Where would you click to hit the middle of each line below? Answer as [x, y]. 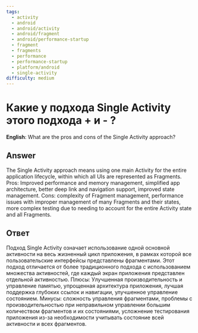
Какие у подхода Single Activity [89, 108]
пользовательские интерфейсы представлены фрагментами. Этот [90, 260]
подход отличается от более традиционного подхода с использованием [98, 267]
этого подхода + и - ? [61, 121]
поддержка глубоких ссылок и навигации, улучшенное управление [92, 292]
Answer [21, 156]
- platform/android [36, 67]
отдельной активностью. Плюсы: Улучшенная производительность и [94, 279]
